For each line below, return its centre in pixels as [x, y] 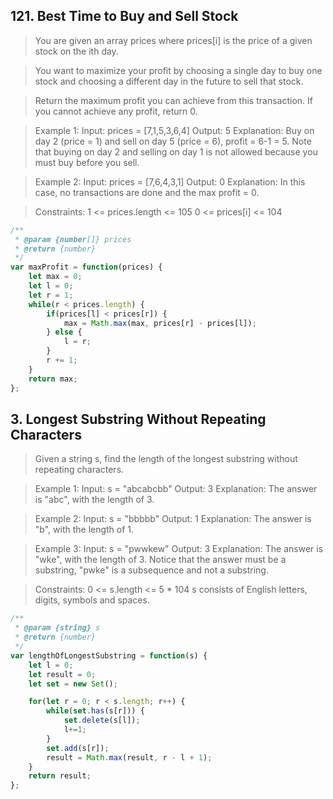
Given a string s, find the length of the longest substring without [166, 459]
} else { [64, 332]
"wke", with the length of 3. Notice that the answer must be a [160, 560]
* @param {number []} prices [73, 239]
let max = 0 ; [55, 277]
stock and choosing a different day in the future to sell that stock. [169, 81]
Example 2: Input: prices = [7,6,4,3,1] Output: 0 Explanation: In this [170, 181]
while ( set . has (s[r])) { [95, 711]
